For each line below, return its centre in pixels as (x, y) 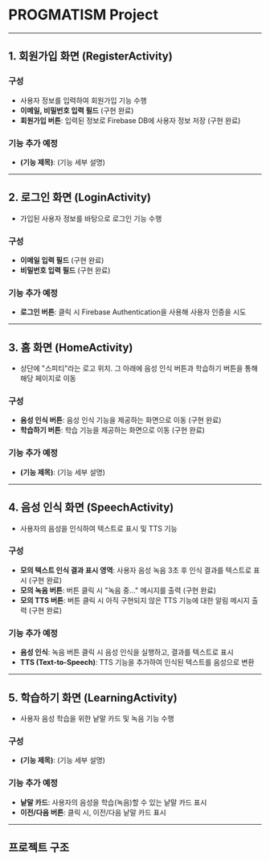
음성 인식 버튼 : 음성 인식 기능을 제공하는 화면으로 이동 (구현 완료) (121, 420)
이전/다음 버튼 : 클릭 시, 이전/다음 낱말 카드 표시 (93, 812)
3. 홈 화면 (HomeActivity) (71, 347)
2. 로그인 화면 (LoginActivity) (80, 197)
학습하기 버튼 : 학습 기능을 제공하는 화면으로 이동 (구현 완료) (112, 430)
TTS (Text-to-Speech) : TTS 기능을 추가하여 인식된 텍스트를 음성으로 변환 (137, 662)
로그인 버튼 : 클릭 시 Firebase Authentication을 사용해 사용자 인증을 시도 (133, 312)
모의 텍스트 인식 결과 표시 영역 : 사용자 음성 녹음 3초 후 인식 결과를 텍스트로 (135, 570)
